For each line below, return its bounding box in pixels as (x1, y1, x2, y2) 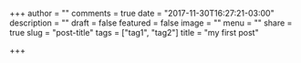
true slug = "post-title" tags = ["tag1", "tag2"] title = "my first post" (9, 27, 259, 37)
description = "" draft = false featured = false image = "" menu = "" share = (9, 17, 293, 28)
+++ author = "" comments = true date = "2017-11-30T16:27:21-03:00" (9, 8, 275, 18)
